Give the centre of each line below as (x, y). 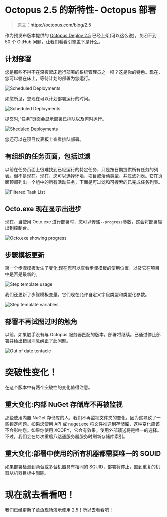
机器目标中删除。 (31, 473)
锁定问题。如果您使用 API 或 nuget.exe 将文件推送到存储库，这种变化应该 (84, 424)
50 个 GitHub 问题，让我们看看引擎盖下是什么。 (54, 42)
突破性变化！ (32, 372)
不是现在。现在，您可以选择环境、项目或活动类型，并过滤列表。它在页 (90, 176)
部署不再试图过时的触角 (41, 321)
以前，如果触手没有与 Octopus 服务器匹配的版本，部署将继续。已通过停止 (81, 334)
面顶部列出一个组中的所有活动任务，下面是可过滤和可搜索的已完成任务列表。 (84, 182)
